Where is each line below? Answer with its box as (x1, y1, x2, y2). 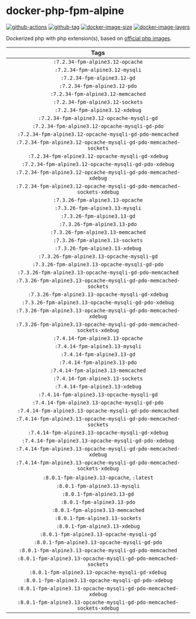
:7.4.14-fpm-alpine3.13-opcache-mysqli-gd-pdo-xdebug (22, 437, 174, 444)
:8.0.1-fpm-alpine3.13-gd (62, 490, 134, 497)
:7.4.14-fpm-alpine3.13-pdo (59, 359, 137, 366)
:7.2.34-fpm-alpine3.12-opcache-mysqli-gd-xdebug (27, 153, 169, 159)
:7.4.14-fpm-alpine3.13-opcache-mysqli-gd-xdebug (27, 429, 169, 436)
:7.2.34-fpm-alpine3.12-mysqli (54, 66, 142, 73)
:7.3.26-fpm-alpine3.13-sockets (53, 237, 143, 243)
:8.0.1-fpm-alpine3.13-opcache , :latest (43, 473, 153, 481)
